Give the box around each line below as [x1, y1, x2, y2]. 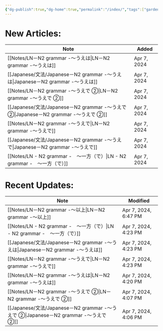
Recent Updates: [5, 180, 74, 190]
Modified [128, 197, 150, 204]
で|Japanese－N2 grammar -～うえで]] [7, 143, 98, 150]
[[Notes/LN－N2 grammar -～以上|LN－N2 [7, 206, 105, 213]
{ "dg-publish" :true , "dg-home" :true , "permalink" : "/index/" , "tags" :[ [5, 7, 145, 12]
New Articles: [5, 28, 62, 39]
